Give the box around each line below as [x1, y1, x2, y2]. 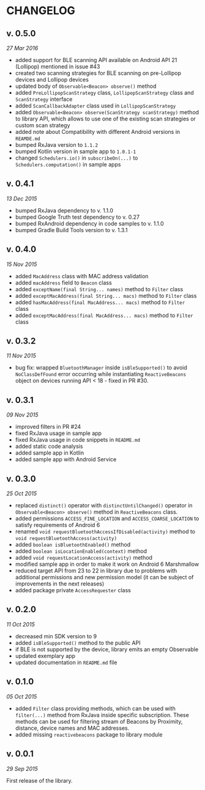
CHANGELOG [6, 4, 75, 18]
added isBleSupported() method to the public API [15, 639, 141, 646]
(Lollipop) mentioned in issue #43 [15, 63, 100, 70]
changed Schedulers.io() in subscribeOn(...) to [15, 154, 138, 162]
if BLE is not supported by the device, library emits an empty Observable [15, 646, 199, 653]
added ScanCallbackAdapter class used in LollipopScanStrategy [15, 102, 176, 109]
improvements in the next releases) [15, 580, 105, 587]
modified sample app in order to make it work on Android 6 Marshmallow [15, 560, 199, 568]
